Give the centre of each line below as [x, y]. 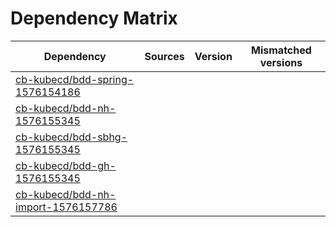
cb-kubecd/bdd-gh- [66, 165]
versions [281, 62]
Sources [164, 56]
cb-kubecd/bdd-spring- [75, 79]
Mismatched [281, 50]
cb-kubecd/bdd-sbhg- [71, 137]
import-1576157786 [66, 207]
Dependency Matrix [94, 18]
